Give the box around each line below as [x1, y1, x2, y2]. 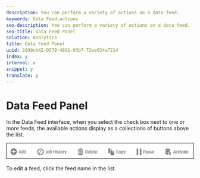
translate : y [6, 72, 39, 79]
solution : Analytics [6, 35, 58, 41]
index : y [6, 54, 28, 60]
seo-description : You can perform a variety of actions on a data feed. [6, 22, 190, 28]
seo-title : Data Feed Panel [6, 29, 76, 35]
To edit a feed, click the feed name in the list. [6, 164, 117, 172]
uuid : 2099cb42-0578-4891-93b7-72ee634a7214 [6, 48, 118, 54]
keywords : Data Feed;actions [6, 15, 79, 22]
